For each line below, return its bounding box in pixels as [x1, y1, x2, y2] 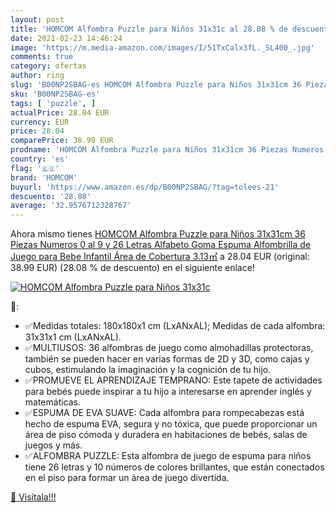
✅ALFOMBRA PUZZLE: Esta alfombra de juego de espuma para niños [24, 450, 312, 462]
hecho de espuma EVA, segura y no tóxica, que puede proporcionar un [24, 418, 318, 430]
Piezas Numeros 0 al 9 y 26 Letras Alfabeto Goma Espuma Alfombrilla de [10, 239, 312, 251]
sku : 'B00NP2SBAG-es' [10, 89, 101, 99]
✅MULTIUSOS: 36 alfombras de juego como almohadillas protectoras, [24, 342, 314, 354]
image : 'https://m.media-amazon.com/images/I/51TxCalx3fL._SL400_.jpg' [10, 42, 315, 53]
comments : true [10, 52, 74, 62]
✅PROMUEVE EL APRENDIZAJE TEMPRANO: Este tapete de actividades [24, 374, 323, 386]
